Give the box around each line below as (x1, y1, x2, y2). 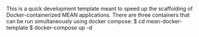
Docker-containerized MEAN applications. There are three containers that (6, 11, 190, 18)
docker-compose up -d (34, 24, 93, 31)
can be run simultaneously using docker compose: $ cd (6, 18, 145, 24)
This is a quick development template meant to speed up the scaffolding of (6, 5, 193, 12)
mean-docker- (146, 18, 183, 24)
